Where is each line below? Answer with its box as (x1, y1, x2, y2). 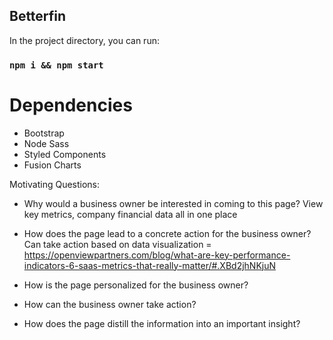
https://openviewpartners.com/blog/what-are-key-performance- (23, 249, 291, 261)
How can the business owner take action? (23, 298, 197, 310)
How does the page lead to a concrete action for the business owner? (23, 227, 312, 239)
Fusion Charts (23, 159, 82, 171)
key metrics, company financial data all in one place (23, 208, 238, 220)
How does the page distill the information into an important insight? (23, 317, 301, 329)
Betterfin (9, 8, 67, 25)
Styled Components (23, 148, 107, 160)
